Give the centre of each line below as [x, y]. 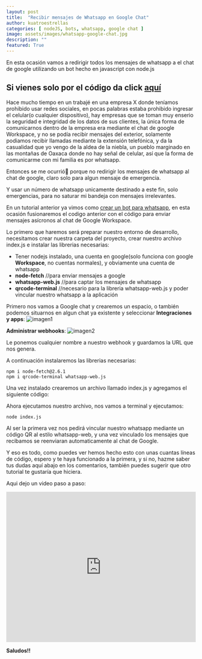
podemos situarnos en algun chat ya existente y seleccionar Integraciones [99, 313]
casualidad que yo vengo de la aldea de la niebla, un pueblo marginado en [98, 147]
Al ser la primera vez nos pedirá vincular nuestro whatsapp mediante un [95, 428]
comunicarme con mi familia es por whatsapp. [63, 159]
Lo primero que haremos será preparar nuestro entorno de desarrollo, [93, 231]
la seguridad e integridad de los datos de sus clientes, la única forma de [95, 121]
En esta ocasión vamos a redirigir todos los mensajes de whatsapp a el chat [100, 62]
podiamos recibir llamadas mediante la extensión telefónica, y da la [89, 140]
